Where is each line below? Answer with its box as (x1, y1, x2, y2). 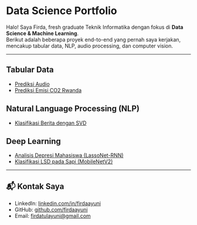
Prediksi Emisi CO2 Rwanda (14, 86, 82, 93)
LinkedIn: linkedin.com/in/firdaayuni (14, 200, 101, 207)
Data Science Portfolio (6, 4, 117, 18)
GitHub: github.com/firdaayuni (14, 206, 88, 213)
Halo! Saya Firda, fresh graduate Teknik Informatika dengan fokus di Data (6, 23, 184, 31)
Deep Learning (6, 136, 61, 146)
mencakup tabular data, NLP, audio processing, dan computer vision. (6, 42, 174, 49)
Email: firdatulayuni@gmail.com (14, 213, 91, 220)
